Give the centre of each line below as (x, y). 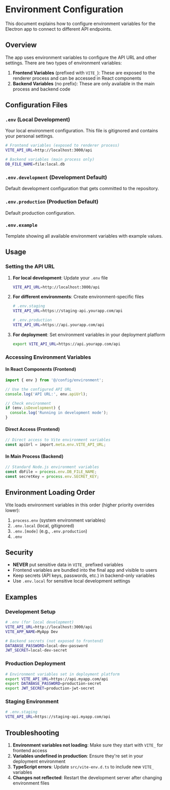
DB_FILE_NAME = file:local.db (35, 165)
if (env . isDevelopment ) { (33, 408)
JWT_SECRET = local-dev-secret (36, 650)
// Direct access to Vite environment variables (58, 440)
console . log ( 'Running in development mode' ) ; (59, 413)
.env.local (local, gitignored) (43, 525)
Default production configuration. (40, 213)
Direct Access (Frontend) (33, 429)
